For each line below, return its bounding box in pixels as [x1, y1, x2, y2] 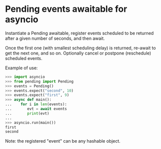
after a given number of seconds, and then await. [5, 35, 105, 41]
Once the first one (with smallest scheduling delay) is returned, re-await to [5, 45, 156, 51]
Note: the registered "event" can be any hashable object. [5, 138, 121, 144]
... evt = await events [5, 107, 67, 112]
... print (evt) [5, 111, 50, 116]
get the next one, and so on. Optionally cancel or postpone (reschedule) [5, 50, 152, 56]
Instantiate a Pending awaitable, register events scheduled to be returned [5, 30, 154, 36]
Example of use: [5, 65, 38, 71]
